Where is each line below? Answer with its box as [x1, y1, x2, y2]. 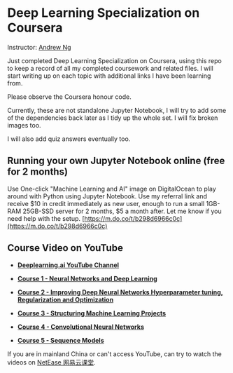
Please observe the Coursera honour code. [7, 93, 132, 101]
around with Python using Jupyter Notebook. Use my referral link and [7, 191, 208, 201]
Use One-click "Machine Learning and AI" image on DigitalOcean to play [7, 184, 217, 193]
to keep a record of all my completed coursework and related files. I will [7, 64, 213, 72]
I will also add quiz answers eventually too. [7, 135, 131, 143]
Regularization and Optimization [17, 295, 114, 304]
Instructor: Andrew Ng [7, 43, 71, 51]
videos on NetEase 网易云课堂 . [7, 358, 96, 366]
